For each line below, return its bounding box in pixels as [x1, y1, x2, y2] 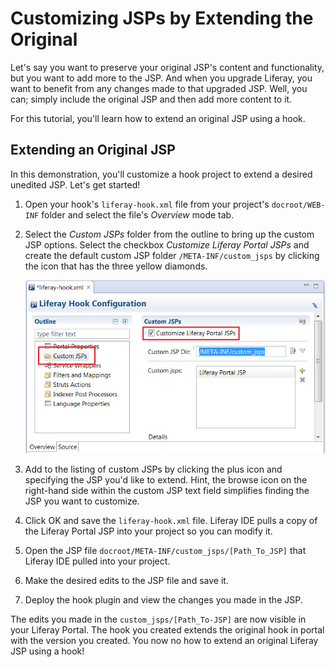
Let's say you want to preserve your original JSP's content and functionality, [10, 61, 325, 73]
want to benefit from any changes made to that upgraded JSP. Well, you [10, 82, 308, 94]
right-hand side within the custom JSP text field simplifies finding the [24, 484, 310, 496]
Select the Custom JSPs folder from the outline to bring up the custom [24, 228, 315, 240]
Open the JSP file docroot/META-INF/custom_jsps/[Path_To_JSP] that [24, 544, 307, 556]
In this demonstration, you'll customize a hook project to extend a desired [10, 168, 313, 180]
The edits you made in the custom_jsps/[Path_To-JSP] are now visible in [10, 613, 307, 625]
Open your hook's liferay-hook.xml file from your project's [24, 198, 270, 210]
